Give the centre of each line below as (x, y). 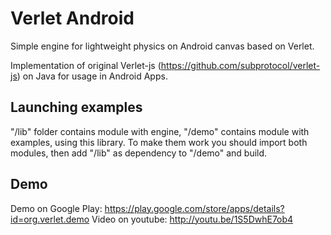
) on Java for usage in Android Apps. (92, 76)
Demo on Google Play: (56, 208)
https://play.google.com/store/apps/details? (194, 208)
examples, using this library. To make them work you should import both (159, 142)
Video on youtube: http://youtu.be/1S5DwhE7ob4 (192, 219)
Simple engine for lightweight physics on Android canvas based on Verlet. (162, 46)
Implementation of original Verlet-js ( (86, 65)
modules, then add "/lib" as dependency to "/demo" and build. (139, 153)
